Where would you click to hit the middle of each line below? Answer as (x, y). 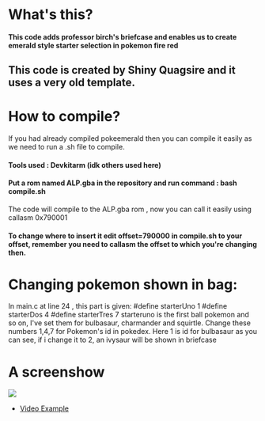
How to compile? (64, 117)
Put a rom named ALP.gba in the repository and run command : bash (123, 183)
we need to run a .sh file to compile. (66, 147)
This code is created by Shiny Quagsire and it (122, 70)
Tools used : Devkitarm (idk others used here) (85, 165)
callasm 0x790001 (38, 217)
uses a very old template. (72, 83)
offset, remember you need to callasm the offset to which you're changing (132, 244)
